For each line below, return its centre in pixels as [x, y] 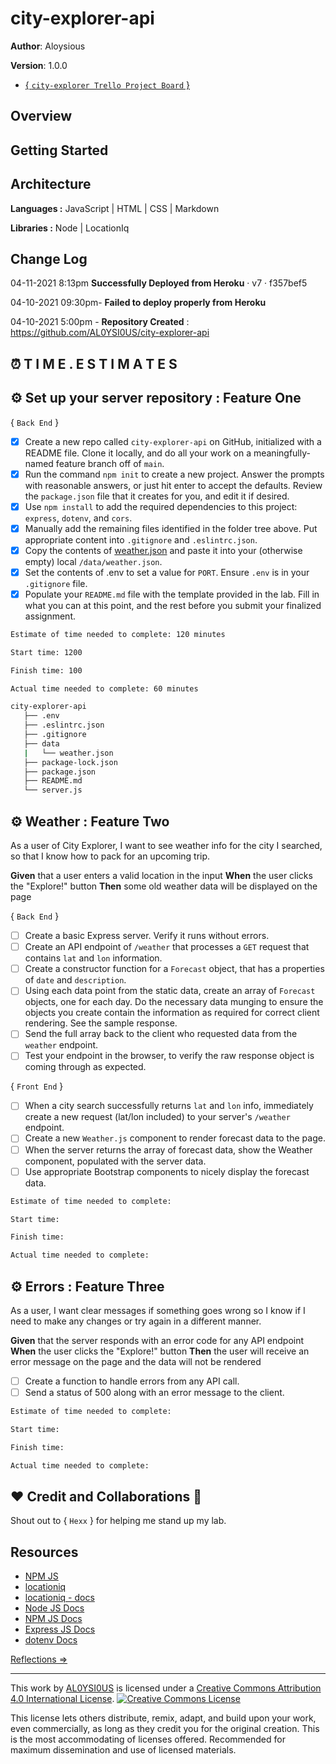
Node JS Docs [54, 1608]
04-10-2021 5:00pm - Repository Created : [100, 322]
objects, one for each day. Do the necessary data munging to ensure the [174, 1002]
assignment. [50, 616]
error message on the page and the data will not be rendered [136, 1361]
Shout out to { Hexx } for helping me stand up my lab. [118, 1521]
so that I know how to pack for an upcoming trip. [110, 856]
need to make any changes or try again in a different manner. [136, 1321]
